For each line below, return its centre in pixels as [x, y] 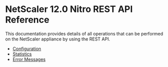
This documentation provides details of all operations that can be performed [84, 33]
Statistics [22, 54]
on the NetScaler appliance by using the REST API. [58, 39]
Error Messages [29, 59]
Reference [27, 20]
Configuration [27, 48]
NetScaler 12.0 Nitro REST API [69, 9]
